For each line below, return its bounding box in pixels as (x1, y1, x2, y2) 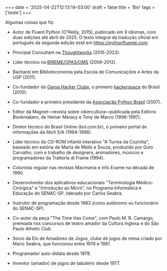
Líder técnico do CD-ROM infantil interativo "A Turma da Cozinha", (12, 139, 149, 145)
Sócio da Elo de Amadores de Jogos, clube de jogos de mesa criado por (12, 235, 162, 241)
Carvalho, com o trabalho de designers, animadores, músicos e (12, 150, 144, 155)
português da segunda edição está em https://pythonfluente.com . (12, 40, 149, 46)
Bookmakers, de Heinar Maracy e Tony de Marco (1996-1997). (12, 114, 141, 120)
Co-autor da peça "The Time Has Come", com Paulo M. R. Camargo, (12, 215, 154, 221)
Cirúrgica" (12, 185, 34, 191)
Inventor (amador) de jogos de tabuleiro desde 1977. (12, 260, 120, 266)
